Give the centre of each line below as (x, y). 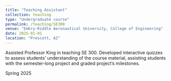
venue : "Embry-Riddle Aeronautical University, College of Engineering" (84, 29)
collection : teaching (28, 15)
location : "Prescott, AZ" (33, 38)
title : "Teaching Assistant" (36, 10)
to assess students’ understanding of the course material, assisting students (86, 58)
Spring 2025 (18, 73)
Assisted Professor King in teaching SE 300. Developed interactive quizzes (84, 52)
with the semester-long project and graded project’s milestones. (73, 63)
